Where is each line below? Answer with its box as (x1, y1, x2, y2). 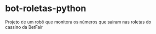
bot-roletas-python (5, 3, 86, 14)
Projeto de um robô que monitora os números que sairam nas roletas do (5, 19, 152, 25)
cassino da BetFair (5, 24, 43, 30)
